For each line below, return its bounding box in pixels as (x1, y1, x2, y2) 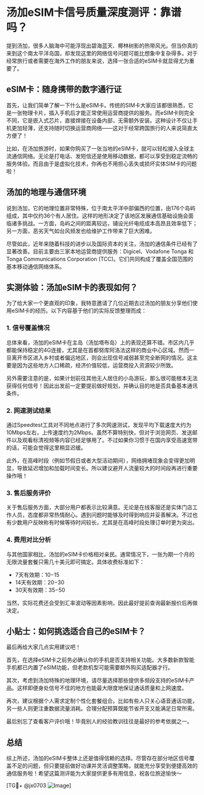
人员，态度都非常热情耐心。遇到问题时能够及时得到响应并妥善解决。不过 (11, 511, 192, 519)
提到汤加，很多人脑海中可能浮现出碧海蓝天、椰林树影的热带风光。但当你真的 (6, 42, 198, 49)
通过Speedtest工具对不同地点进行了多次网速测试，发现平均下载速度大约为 (6, 421, 192, 428)
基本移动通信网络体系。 (6, 262, 65, 270)
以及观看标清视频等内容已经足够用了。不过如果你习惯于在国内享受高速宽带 (11, 436, 198, 443)
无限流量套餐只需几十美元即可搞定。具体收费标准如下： (6, 558, 144, 565)
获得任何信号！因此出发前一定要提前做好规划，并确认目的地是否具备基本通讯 (6, 382, 198, 389)
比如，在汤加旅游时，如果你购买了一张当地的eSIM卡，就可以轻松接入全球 (6, 145, 189, 152)
